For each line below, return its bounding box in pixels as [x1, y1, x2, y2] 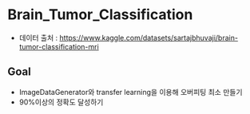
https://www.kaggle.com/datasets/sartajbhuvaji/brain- [59, 33, 239, 42]
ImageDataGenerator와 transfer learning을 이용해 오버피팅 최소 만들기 [18, 87, 243, 96]
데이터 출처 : [18, 33, 58, 42]
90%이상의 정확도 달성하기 [18, 97, 104, 107]
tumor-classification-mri [18, 41, 99, 51]
